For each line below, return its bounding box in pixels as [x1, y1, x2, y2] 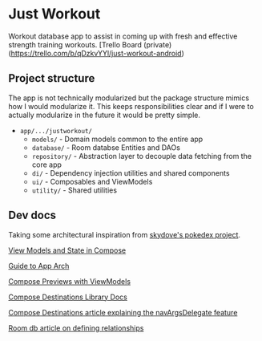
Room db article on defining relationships [8, 323, 144, 333]
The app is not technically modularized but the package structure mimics [8, 93, 250, 103]
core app [31, 160, 62, 169]
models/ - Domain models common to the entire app [31, 134, 204, 144]
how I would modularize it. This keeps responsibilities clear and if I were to [8, 101, 254, 111]
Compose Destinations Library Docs [8, 292, 128, 302]
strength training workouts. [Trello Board [8, 39, 143, 49]
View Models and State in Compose [8, 246, 127, 255]
